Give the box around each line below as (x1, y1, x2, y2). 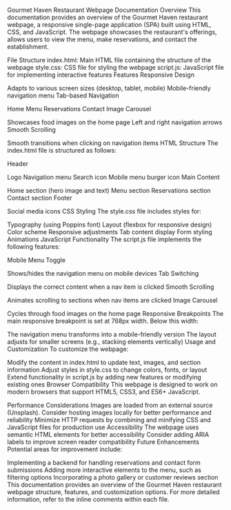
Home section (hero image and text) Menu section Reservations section (7, 187, 212, 194)
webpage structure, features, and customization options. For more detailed (7, 488, 220, 496)
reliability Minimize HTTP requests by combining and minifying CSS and (7, 416, 212, 424)
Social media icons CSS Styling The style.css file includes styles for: (7, 207, 201, 215)
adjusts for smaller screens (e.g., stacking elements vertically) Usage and (7, 338, 216, 346)
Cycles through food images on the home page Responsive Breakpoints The (7, 310, 224, 317)
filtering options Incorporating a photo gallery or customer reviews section (7, 473, 219, 481)
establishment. (7, 43, 50, 50)
